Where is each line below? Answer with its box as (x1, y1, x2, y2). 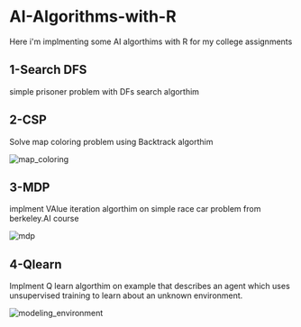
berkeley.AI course (9, 213, 79, 224)
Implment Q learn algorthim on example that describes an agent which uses (9, 281, 290, 292)
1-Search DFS (9, 62, 87, 77)
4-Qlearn (9, 257, 62, 272)
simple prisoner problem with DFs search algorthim (9, 86, 200, 96)
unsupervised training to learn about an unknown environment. (9, 290, 243, 301)
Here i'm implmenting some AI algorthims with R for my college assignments (9, 36, 293, 47)
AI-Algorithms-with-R (9, 6, 178, 27)
